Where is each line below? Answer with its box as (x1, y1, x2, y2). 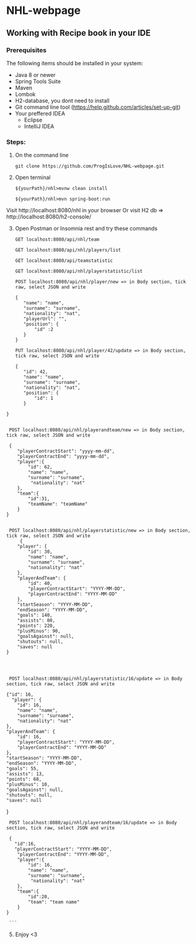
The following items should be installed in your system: (6, 59, 143, 67)
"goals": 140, (17, 612, 53, 619)
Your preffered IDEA (15, 109, 65, 117)
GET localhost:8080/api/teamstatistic (15, 258, 113, 264)
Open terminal (15, 174, 51, 181)
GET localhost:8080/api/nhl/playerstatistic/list (15, 269, 143, 275)
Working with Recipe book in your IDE (6, 28, 151, 38)
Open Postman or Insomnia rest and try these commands (15, 225, 158, 232)
